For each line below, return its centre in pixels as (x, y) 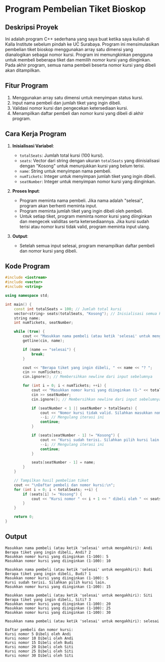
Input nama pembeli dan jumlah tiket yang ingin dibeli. (67, 103)
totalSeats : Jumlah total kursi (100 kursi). (62, 155)
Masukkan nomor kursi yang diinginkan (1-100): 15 (58, 587)
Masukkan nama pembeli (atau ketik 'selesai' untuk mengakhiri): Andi (79, 548)
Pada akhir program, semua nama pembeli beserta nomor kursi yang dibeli (81, 65)
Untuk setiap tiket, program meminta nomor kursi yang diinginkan (86, 216)
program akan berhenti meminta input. (58, 205)
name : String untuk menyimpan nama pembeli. (65, 171)
